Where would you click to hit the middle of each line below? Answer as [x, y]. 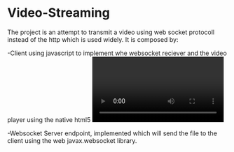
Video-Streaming [58, 13]
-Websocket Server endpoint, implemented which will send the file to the [112, 133]
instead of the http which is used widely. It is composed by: [93, 39]
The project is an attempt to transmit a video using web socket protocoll [111, 32]
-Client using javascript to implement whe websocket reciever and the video [117, 53]
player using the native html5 [49, 119]
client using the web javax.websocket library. [72, 140]
